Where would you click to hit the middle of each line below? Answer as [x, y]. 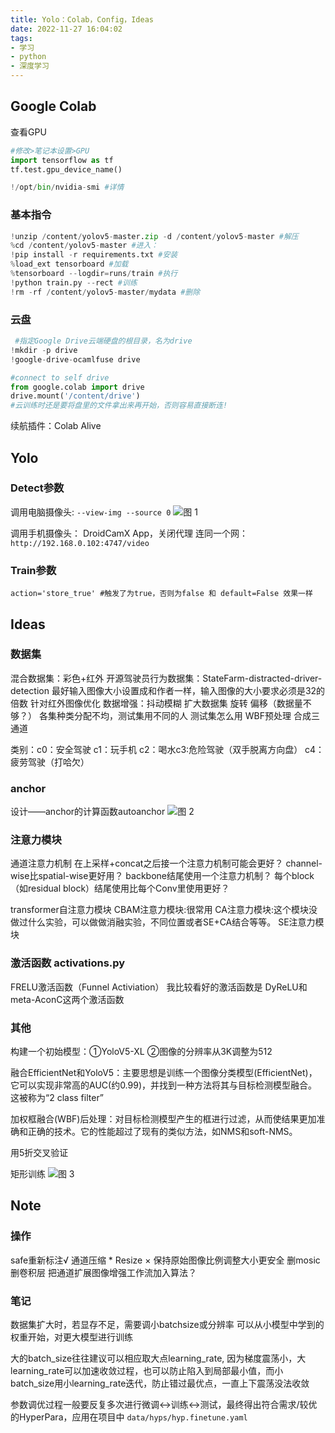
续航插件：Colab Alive [56, 426]
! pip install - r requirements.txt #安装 [94, 255]
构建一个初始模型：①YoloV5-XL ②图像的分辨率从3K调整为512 [141, 1052]
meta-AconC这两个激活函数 [67, 999]
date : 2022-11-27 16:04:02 [66, 29]
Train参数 [33, 570]
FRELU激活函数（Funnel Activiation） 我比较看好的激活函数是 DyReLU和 [159, 987]
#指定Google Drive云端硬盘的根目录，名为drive [103, 341]
